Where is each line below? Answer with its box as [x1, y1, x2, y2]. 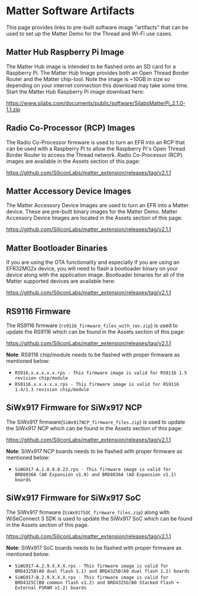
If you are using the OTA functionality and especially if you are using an [6, 259, 180, 266]
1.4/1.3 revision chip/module [14, 386, 90, 392]
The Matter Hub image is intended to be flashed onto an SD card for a [6, 63, 176, 70]
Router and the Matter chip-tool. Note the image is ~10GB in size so [6, 75, 170, 82]
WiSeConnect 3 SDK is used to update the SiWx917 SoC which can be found [6, 515, 193, 522]
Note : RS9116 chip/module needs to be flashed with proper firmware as [6, 351, 180, 358]
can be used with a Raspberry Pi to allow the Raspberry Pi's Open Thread [6, 145, 185, 152]
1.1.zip [6, 105, 21, 113]
